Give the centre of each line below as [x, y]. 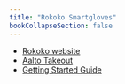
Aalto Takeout [47, 60]
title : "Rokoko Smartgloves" [63, 17]
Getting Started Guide [62, 69]
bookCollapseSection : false [61, 26]
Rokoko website [51, 50]
